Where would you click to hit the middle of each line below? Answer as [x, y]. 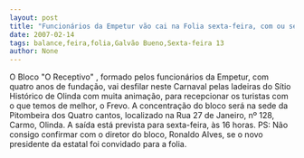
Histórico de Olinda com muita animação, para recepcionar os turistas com [149, 97]
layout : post [34, 18]
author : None [34, 51]
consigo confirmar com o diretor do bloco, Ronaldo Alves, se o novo [137, 135]
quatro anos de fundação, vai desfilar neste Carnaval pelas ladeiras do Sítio [150, 87]
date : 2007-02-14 [42, 34]
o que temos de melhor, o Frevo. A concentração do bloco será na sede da [149, 106]
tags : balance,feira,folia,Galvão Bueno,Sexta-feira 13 [117, 43]
